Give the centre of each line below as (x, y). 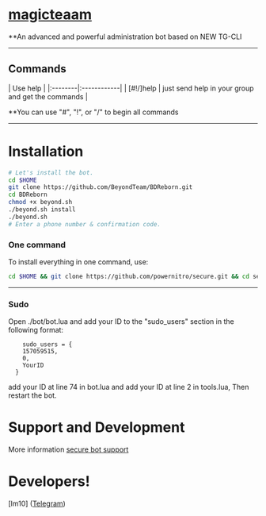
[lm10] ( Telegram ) (37, 504)
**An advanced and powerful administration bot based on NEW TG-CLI (125, 37)
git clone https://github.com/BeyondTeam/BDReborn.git (101, 187)
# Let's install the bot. (51, 172)
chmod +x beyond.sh (40, 202)
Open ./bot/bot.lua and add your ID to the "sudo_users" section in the (122, 322)
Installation (46, 151)
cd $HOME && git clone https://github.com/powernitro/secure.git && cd (129, 276)
